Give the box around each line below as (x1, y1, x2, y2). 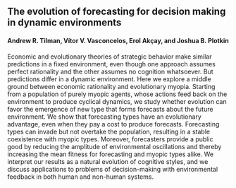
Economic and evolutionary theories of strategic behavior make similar (7, 52, 212, 61)
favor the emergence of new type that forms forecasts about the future (7, 105, 213, 113)
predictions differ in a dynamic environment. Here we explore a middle (7, 74, 211, 83)
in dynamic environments (7, 17, 122, 29)
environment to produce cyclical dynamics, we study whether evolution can (7, 97, 227, 105)
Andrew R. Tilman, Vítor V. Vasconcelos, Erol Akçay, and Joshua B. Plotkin (7, 36, 229, 45)
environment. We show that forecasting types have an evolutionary (7, 112, 202, 121)
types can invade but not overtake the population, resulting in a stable (7, 127, 210, 136)
